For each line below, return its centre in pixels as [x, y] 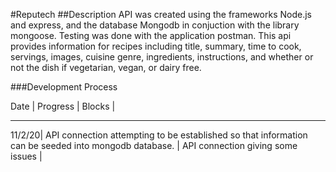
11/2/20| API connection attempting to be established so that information [159, 135]
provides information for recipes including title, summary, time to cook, [156, 46]
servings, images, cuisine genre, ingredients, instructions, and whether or [162, 57]
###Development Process [64, 87]
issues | [26, 156]
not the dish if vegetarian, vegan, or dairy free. [106, 67]
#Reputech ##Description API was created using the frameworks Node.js [161, 14]
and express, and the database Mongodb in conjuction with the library [155, 25]
